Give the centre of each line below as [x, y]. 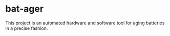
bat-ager [25, 9]
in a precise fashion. [27, 28]
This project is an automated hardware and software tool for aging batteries [85, 23]
